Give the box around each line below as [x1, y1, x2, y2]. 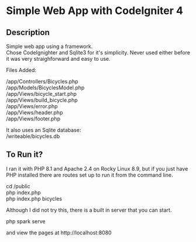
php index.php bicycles [6, 195, 63, 202]
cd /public [6, 182, 30, 189]
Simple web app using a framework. [6, 43, 93, 50]
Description [6, 27, 50, 37]
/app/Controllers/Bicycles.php [6, 78, 78, 85]
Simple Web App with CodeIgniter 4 [6, 4, 183, 18]
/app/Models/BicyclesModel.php [6, 84, 85, 91]
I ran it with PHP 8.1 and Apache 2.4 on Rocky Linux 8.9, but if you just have [6, 165, 188, 172]
